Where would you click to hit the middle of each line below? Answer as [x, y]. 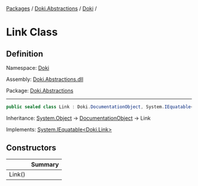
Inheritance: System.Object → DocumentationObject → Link [78, 118]
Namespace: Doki [28, 68]
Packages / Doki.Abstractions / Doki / [52, 9]
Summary [45, 164]
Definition [24, 54]
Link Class [32, 32]
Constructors [31, 148]
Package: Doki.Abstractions [40, 91]
